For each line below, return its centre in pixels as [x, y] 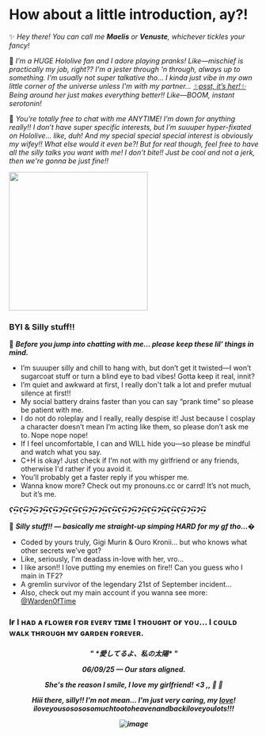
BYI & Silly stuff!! [42, 326]
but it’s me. [38, 494]
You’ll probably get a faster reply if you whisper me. [104, 478]
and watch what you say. [61, 452]
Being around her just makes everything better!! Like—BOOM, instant [122, 95]
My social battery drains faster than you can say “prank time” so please [137, 402]
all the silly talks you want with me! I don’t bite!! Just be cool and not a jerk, [132, 152]
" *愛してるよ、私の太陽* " [134, 653]
